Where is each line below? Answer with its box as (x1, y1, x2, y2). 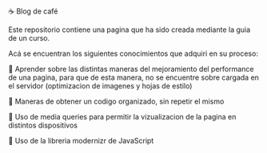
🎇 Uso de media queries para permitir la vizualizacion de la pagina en (8, 112, 237, 121)
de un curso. (8, 33, 50, 42)
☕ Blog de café (8, 6, 58, 16)
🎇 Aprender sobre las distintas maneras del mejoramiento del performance (8, 65, 254, 73)
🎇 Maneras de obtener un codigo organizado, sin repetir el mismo (8, 96, 225, 106)
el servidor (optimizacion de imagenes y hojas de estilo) (8, 81, 193, 90)
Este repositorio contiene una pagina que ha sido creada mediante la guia (8, 25, 251, 34)
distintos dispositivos (8, 120, 78, 130)
